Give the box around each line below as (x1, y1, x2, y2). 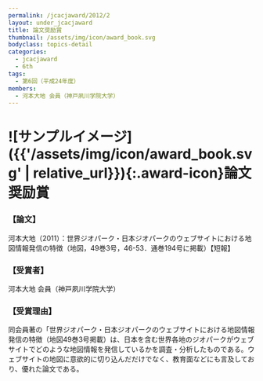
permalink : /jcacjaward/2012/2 (8, 11, 110, 20)
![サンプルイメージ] (8, 128, 133, 146)
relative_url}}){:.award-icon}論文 (32, 164, 252, 182)
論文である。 (41, 365, 84, 374)
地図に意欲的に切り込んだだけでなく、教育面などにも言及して (49, 354, 248, 364)
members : (8, 84, 37, 93)
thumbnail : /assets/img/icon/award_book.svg (8, 33, 156, 42)
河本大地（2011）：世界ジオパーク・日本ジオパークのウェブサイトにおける (8, 233, 245, 243)
